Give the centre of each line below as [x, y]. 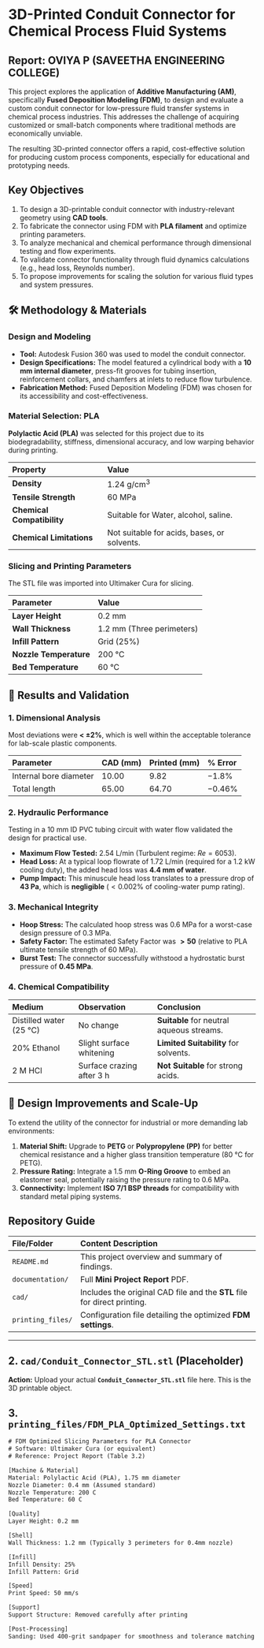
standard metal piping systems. [70, 1196]
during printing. [33, 450]
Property [29, 469]
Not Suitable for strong [200, 1066]
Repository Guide [52, 1221]
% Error [222, 763]
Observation [102, 1007]
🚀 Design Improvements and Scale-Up [103, 1104]
